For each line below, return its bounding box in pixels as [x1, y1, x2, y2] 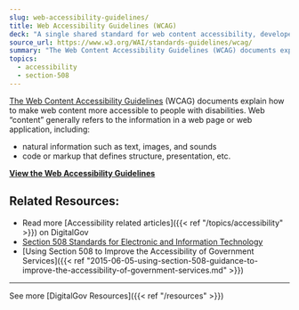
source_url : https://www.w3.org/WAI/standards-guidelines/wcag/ [9, 37, 253, 47]
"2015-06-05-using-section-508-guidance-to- [85, 255, 258, 265]
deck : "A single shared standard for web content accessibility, [9, 29, 256, 38]
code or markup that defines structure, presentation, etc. [21, 151, 231, 161]
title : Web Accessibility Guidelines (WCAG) [9, 21, 177, 30]
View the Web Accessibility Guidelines [9, 167, 156, 178]
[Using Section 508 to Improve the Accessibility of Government [21, 246, 255, 257]
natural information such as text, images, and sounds [21, 141, 217, 151]
